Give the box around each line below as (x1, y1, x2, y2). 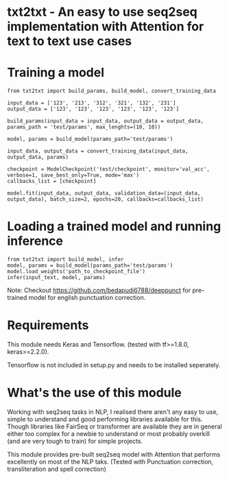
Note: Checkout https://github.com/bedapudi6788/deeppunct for (7, 286, 191, 294)
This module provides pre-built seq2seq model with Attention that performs (7, 450, 221, 458)
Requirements (7, 318, 89, 334)
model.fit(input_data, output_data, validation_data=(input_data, (7, 190, 201, 197)
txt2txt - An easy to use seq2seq (7, 4, 197, 20)
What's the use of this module (7, 385, 182, 401)
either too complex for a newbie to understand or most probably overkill (7, 429, 210, 437)
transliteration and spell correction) (7, 465, 106, 473)
